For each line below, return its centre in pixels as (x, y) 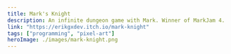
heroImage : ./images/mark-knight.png (63, 40)
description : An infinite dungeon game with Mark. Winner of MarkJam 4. (116, 20)
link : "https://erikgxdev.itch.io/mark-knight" (79, 27)
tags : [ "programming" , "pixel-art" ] (61, 33)
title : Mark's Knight (39, 14)
